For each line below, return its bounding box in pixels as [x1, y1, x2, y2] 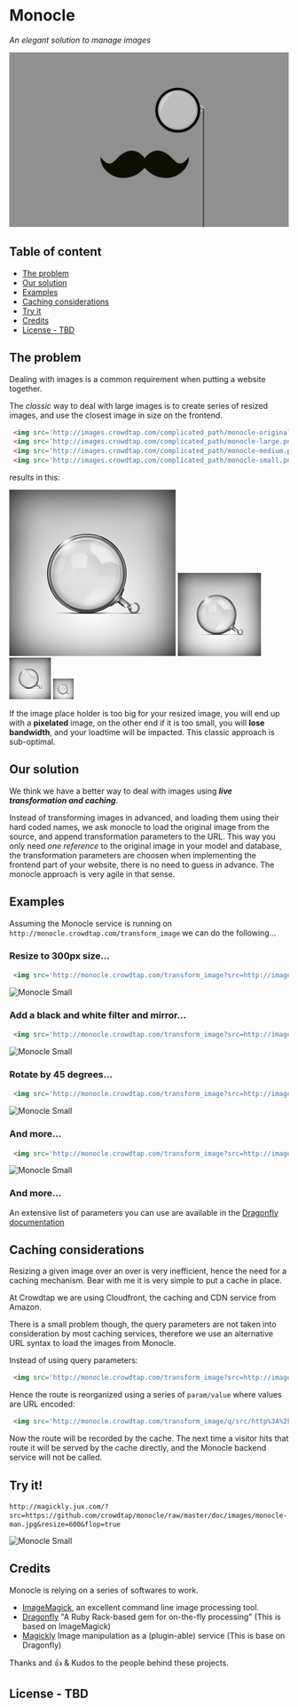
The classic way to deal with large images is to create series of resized [9, 400, 269, 411]
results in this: [9, 472, 60, 483]
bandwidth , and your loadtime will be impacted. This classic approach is [9, 727, 275, 738]
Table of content [9, 245, 102, 260]
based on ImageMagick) [21, 1620, 111, 1632]
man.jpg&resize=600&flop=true [9, 1520, 122, 1530]
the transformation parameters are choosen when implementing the [9, 850, 257, 860]
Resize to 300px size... [9, 950, 111, 962]
